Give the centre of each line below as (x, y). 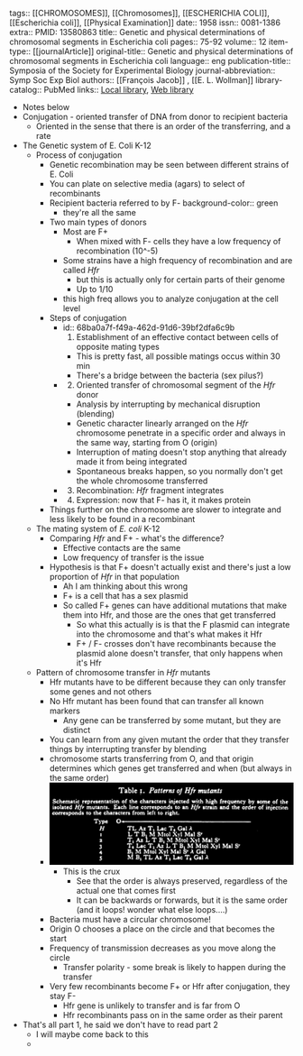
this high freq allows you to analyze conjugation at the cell (171, 298)
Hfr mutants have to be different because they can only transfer (168, 682)
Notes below (46, 107)
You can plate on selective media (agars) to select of (147, 184)
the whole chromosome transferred (142, 481)
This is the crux (92, 872)
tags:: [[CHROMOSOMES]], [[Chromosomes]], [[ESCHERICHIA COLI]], (140, 13)
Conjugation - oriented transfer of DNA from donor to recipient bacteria (155, 117)
